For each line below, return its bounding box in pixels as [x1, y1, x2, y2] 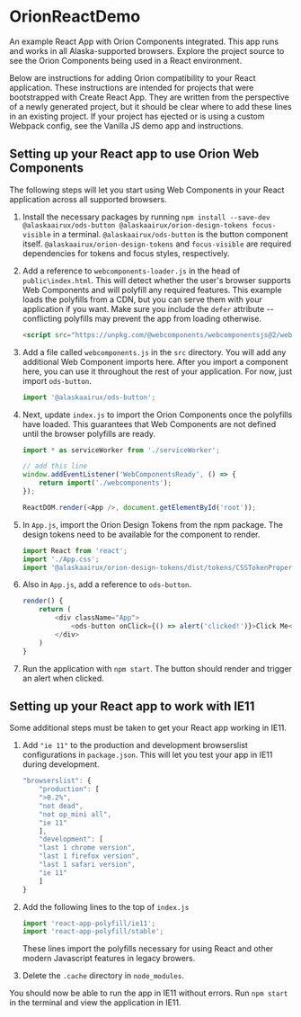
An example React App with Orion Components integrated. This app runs [9, 36, 279, 47]
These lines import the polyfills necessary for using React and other [22, 943, 274, 954]
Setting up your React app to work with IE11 [9, 699, 255, 714]
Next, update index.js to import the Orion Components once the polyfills [22, 409, 293, 420]
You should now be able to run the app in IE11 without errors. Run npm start [9, 987, 288, 999]
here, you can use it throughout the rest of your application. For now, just [22, 366, 293, 377]
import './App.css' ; [22, 555, 100, 564]
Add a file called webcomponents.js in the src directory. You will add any [22, 346, 287, 357]
